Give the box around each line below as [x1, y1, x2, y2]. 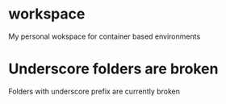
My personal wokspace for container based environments [8, 31, 201, 41]
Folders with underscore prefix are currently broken [8, 86, 180, 96]
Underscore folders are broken [8, 60, 219, 78]
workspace [8, 5, 86, 23]
